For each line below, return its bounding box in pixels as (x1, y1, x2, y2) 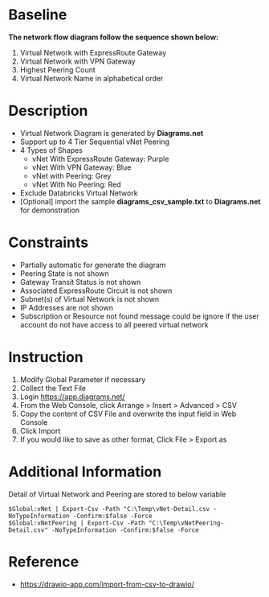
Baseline (8, 6, 67, 24)
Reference (8, 553, 79, 570)
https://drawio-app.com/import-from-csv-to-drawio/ (19, 579, 195, 589)
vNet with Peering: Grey (31, 171, 112, 180)
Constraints (8, 233, 89, 252)
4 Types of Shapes (19, 145, 83, 154)
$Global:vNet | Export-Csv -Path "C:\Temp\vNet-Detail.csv (8, 504, 210, 513)
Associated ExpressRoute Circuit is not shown (19, 286, 173, 295)
